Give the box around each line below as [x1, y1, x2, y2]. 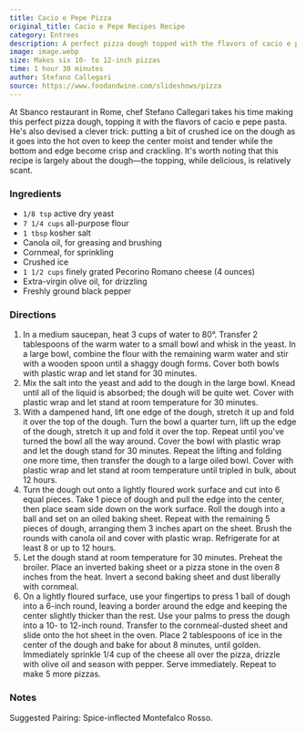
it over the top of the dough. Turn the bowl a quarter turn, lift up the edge [22, 416, 297, 427]
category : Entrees [9, 30, 79, 39]
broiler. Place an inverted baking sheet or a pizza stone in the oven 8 [22, 562, 280, 573]
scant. [9, 164, 34, 175]
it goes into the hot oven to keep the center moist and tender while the [9, 135, 273, 146]
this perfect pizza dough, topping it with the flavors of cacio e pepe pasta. [9, 116, 288, 127]
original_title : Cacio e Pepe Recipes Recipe [9, 22, 185, 31]
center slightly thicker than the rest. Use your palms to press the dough [22, 611, 291, 622]
